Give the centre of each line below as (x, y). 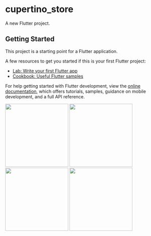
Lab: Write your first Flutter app (45, 71)
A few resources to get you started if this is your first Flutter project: (75, 61)
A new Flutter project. (28, 23)
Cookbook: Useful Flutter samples (48, 76)
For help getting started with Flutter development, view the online (73, 86)
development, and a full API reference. (45, 96)
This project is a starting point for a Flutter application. (61, 51)
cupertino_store (40, 9)
